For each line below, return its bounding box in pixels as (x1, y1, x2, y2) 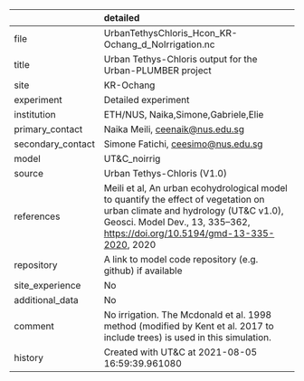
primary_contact (14, 123, 83, 135)
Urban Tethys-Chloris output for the (103, 53, 258, 65)
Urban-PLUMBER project (103, 64, 212, 76)
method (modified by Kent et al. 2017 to (103, 320, 274, 332)
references (14, 210, 61, 223)
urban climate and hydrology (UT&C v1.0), (103, 205, 284, 216)
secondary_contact (14, 138, 95, 150)
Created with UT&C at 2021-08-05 (103, 346, 258, 358)
